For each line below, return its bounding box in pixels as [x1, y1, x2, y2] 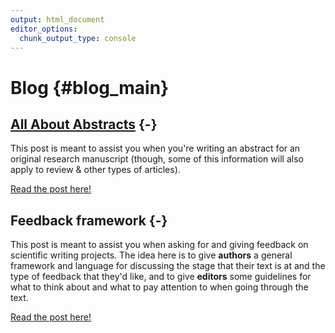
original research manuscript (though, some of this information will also [10, 153, 304, 165]
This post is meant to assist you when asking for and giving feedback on [10, 239, 309, 251]
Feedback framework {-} [10, 212, 168, 229]
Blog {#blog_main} [10, 76, 170, 99]
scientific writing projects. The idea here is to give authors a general [10, 249, 293, 261]
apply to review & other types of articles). [10, 164, 181, 176]
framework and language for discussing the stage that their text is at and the [10, 260, 326, 272]
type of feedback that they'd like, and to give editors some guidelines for [10, 271, 312, 283]
